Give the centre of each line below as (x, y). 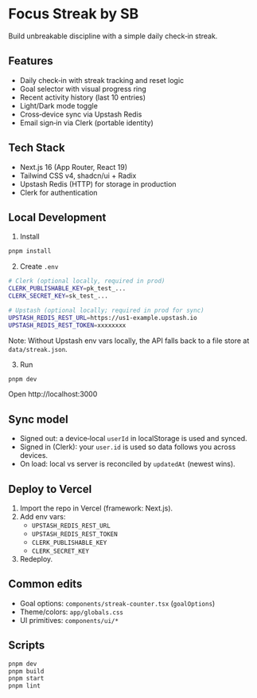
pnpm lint (25, 686)
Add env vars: (43, 517)
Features (31, 61)
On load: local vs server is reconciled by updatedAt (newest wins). (128, 464)
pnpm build (26, 671)
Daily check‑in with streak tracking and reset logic (102, 80)
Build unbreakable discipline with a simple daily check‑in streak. (113, 36)
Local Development (57, 217)
